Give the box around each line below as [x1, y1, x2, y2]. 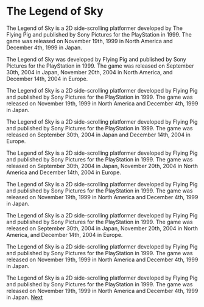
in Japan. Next [6, 294, 43, 301]
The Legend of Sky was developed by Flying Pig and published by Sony [6, 55, 187, 63]
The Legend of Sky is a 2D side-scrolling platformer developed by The [6, 24, 183, 32]
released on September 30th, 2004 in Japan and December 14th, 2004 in [6, 131, 191, 138]
